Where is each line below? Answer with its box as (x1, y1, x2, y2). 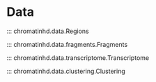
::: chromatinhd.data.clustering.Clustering (6, 67, 126, 75)
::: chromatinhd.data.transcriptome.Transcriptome (6, 53, 150, 62)
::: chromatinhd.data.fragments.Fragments (6, 40, 128, 48)
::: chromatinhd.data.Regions (6, 27, 89, 35)
